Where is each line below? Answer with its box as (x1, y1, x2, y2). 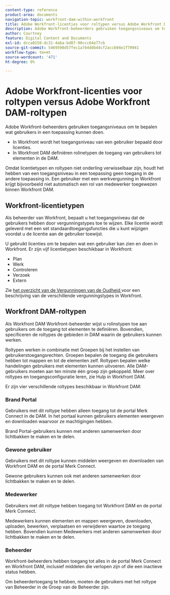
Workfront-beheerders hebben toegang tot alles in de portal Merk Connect (5, 558, 161, 564)
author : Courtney (5, 31, 42, 36)
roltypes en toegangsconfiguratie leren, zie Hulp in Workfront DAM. (5, 374, 146, 380)
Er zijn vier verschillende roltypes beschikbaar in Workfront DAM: (5, 383, 142, 389)
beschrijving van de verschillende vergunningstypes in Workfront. (5, 292, 143, 299)
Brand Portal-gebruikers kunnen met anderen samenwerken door (5, 428, 142, 434)
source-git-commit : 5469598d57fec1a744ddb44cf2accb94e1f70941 (5, 45, 139, 50)
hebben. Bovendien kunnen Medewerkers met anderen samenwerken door (5, 528, 162, 535)
